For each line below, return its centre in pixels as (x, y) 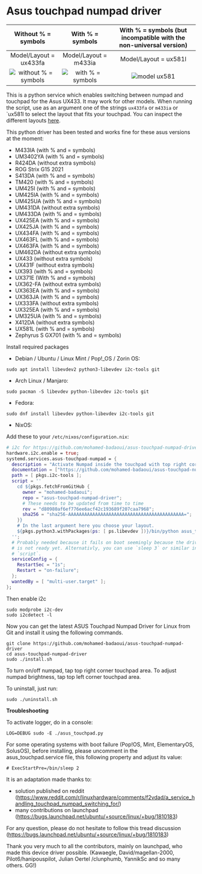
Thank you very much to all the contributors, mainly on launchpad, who (94, 846)
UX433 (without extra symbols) (54, 258)
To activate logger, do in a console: (50, 722)
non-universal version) (153, 45)
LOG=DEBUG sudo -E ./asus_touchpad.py (55, 733)
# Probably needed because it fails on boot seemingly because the (98, 542)
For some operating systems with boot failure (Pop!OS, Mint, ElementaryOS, (100, 744)
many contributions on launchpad (57, 810)
